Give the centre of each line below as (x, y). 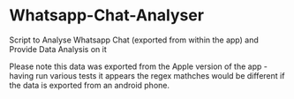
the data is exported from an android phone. (90, 85)
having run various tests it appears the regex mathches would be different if (147, 75)
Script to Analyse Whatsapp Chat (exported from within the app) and (134, 40)
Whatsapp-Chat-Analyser (107, 15)
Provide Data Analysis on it (58, 49)
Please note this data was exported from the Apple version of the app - (138, 66)
